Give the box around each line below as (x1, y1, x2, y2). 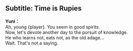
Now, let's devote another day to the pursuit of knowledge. (5, 29, 128, 35)
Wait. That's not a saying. (5, 40, 58, 46)
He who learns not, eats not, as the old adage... (5, 34, 105, 40)
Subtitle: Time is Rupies (5, 4, 82, 13)
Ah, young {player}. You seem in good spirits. (5, 24, 100, 30)
